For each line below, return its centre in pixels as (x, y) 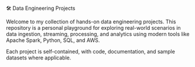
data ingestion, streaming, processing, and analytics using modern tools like (98, 34)
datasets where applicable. (39, 58)
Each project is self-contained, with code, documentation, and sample (91, 52)
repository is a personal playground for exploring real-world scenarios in (93, 28)
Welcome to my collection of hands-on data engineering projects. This (91, 22)
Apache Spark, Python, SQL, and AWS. (53, 40)
